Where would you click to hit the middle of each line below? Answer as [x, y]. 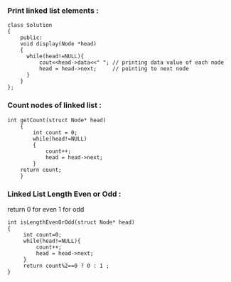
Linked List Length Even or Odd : [64, 194]
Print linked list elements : [53, 11]
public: [31, 38]
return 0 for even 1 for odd [46, 209]
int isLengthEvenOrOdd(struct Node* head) [71, 222]
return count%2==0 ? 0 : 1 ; [66, 266]
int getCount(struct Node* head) [57, 120]
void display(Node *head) [59, 44]
